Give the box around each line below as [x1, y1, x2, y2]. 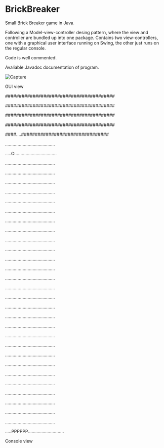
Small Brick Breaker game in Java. [5, 20, 75, 26]
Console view [5, 438, 33, 444]
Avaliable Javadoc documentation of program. [5, 64, 99, 70]
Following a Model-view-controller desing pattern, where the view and [5, 29, 149, 35]
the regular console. [5, 45, 46, 51]
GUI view [5, 83, 24, 90]
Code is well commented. [5, 54, 57, 60]
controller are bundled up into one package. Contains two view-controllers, [5, 35, 158, 41]
